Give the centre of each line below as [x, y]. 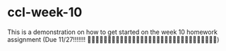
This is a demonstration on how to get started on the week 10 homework [112, 32]
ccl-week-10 [45, 12]
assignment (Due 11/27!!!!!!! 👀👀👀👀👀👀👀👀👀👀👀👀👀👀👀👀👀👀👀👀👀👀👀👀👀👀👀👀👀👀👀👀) [113, 39]
